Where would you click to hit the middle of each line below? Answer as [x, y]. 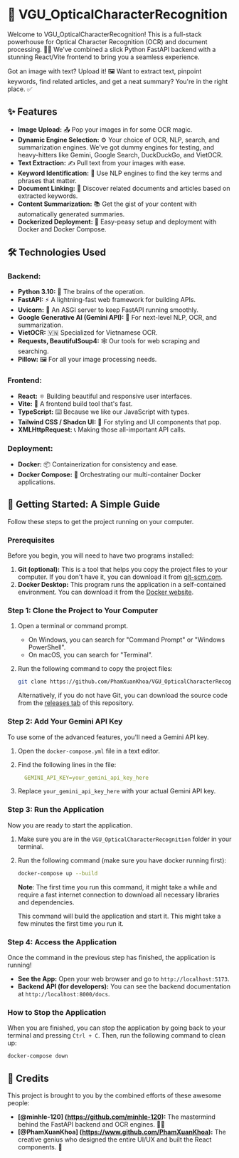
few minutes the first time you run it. [71, 923]
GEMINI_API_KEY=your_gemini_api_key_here [87, 778]
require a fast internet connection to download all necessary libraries [118, 894]
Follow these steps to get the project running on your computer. [101, 521]
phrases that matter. [47, 180]
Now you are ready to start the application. [70, 825]
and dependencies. [46, 902]
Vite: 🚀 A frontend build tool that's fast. [75, 403]
